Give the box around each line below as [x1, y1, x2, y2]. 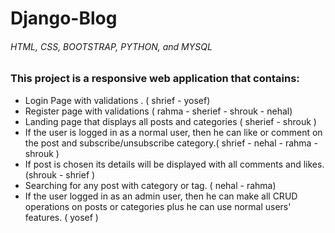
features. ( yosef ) [24, 211, 99, 223]
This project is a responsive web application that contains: [10, 72, 300, 86]
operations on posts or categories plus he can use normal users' [24, 200, 292, 212]
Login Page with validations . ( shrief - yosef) [24, 94, 211, 106]
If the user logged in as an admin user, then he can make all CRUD [24, 190, 298, 202]
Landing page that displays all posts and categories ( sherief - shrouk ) [24, 115, 317, 127]
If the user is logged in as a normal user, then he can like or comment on [24, 126, 323, 138]
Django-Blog [10, 7, 118, 30]
